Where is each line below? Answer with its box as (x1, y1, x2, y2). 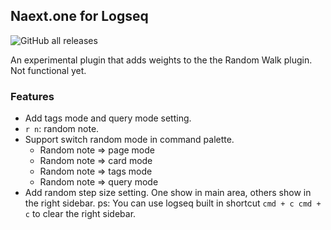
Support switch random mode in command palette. (24, 134, 235, 146)
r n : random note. (24, 123, 100, 135)
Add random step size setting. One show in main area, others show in (24, 187, 312, 199)
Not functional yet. (10, 64, 87, 76)
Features (10, 89, 55, 103)
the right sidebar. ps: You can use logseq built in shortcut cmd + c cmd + (24, 197, 322, 209)
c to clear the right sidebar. (24, 208, 137, 220)
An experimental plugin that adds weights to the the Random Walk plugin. (10, 54, 313, 66)
